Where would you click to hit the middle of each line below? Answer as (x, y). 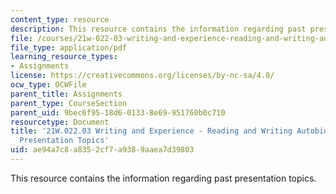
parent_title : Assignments (66, 94)
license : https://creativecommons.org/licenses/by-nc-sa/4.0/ (142, 76)
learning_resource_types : (64, 57)
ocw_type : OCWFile (48, 85)
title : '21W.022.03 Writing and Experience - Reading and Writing (151, 131)
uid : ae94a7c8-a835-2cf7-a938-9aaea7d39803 (102, 150)
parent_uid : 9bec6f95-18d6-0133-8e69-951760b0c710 (118, 112)
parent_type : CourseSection (69, 103)
